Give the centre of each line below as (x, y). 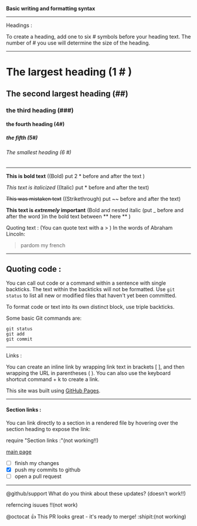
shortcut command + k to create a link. (53, 380)
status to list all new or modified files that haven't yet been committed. (91, 296)
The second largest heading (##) (67, 93)
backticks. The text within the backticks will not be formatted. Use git (91, 289)
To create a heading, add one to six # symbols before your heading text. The (98, 37)
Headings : (19, 25)
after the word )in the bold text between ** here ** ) (68, 216)
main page (19, 452)
